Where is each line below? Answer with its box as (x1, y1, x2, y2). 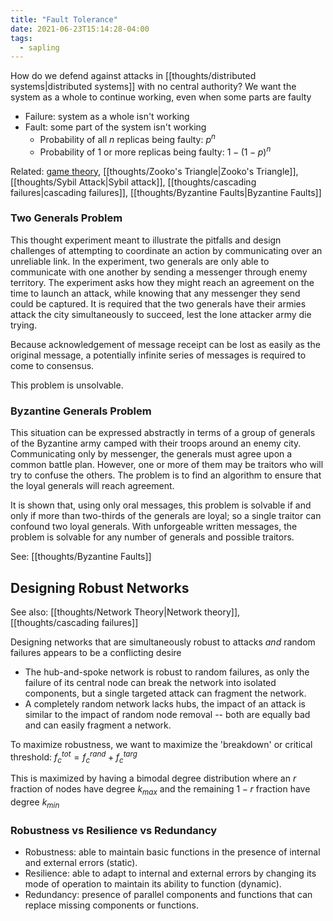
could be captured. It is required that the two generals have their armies (10, 297, 307, 310)
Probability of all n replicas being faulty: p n (39, 132, 216, 145)
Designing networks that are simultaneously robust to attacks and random (10, 636, 316, 648)
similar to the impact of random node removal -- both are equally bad (24, 708, 311, 720)
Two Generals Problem (10, 211, 123, 225)
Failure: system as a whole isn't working (24, 111, 190, 123)
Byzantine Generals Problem (10, 404, 152, 418)
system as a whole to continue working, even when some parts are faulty (10, 91, 312, 103)
